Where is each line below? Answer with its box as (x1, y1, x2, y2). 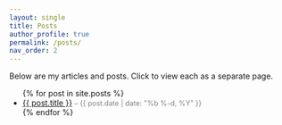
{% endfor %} (21, 107, 74, 118)
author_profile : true (9, 29, 90, 38)
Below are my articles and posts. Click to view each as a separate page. (9, 71, 274, 81)
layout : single (9, 12, 66, 22)
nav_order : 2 (9, 46, 58, 55)
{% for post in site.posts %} (21, 88, 125, 99)
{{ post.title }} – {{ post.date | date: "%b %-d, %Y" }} (21, 97, 203, 108)
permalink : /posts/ (9, 37, 82, 47)
